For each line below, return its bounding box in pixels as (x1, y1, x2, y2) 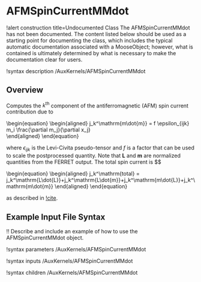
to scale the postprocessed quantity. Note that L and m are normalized (6, 152, 181, 160)
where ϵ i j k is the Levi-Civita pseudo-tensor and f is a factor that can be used (6, 144, 195, 153)
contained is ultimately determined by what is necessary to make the (6, 49, 176, 56)
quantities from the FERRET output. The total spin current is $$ (6, 158, 162, 166)
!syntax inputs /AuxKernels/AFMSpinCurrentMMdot (6, 257, 133, 265)
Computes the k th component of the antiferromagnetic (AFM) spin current (6, 101, 189, 109)
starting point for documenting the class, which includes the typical (6, 37, 173, 44)
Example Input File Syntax (6, 212, 106, 222)
